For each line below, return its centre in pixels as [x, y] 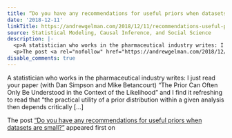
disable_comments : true [41, 58]
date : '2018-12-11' [35, 20]
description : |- [30, 39]
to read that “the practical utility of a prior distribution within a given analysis [116, 100]
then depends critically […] [46, 106]
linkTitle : [23, 26]
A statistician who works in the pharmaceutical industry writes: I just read [112, 78]
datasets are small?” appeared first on [61, 127]
